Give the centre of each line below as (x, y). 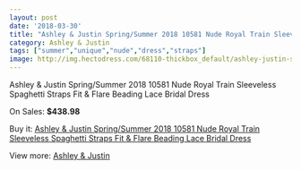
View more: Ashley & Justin (60, 156)
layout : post (34, 17)
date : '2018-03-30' (46, 26)
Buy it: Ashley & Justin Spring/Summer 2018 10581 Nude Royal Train (135, 129)
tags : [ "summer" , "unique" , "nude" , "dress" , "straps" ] (107, 51)
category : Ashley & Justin (60, 42)
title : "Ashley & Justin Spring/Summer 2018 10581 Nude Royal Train (140, 34)
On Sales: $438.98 (45, 111)
